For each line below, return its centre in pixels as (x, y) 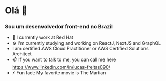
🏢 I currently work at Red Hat (43, 37)
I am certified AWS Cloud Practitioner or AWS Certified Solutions (80, 49)
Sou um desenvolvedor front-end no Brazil (59, 27)
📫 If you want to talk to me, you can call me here (64, 60)
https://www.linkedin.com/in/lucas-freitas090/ (61, 67)
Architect (22, 54)
